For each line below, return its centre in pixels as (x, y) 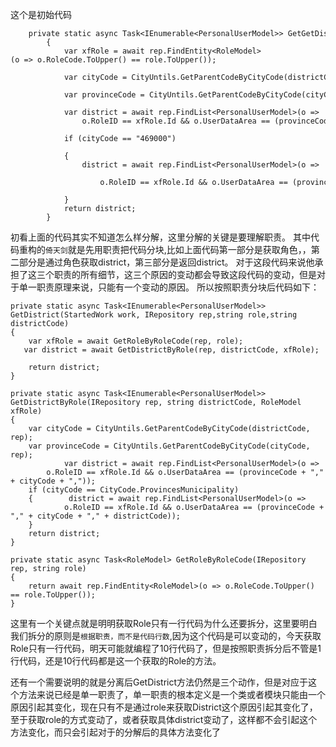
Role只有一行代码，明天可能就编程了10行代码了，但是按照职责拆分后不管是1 (166, 648)
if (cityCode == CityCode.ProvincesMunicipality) (134, 490)
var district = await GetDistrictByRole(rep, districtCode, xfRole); (171, 350)
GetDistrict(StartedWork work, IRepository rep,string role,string (154, 315)
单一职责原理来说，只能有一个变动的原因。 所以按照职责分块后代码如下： (169, 287)
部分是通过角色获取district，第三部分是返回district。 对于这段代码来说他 (166, 262)
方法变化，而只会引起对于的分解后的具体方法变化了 (115, 732)
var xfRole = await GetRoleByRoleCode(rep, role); (136, 341)
